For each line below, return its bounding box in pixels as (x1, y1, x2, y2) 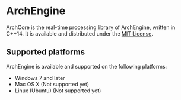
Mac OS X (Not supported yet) (14, 80, 90, 88)
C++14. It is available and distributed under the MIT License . (6, 30, 153, 37)
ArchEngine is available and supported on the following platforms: (6, 63, 167, 70)
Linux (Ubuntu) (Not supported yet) (14, 87, 101, 94)
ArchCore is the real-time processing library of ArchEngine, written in (6, 24, 176, 31)
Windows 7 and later (14, 74, 65, 81)
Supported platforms (6, 47, 85, 57)
